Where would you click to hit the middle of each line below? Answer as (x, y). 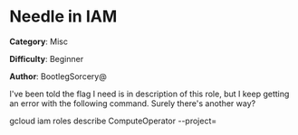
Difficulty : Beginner (47, 58)
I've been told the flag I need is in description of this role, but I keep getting (149, 94)
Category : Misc (39, 41)
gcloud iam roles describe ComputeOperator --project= (113, 121)
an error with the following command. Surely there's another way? (133, 103)
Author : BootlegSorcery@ (58, 76)
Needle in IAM (63, 17)
